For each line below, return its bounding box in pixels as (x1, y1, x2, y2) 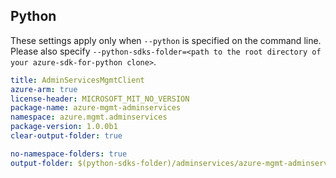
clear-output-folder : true (10, 131, 123, 141)
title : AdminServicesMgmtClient (10, 75, 145, 85)
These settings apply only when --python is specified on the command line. (10, 34, 322, 46)
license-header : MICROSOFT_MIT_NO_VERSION (10, 94, 190, 104)
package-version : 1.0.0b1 (10, 122, 118, 132)
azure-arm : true (10, 84, 78, 94)
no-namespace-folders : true (10, 149, 128, 159)
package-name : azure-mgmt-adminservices (10, 103, 182, 113)
